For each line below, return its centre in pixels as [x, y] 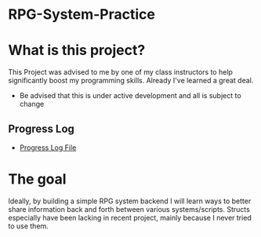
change [32, 104]
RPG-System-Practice [82, 15]
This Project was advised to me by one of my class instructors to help [121, 72]
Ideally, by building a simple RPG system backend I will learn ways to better [130, 201]
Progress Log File [48, 148]
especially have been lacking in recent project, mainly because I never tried [130, 217]
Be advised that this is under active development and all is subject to [130, 96]
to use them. [28, 226]
